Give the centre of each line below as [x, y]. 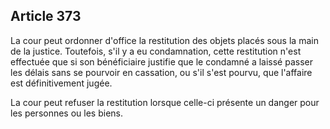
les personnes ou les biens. [67, 113]
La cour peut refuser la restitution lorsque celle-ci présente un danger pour [165, 102]
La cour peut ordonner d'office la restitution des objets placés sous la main [164, 40]
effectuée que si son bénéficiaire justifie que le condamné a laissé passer [162, 61]
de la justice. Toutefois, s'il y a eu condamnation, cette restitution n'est [156, 51]
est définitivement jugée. [61, 83]
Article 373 [46, 16]
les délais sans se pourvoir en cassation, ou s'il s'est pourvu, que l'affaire [161, 72]
